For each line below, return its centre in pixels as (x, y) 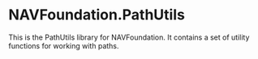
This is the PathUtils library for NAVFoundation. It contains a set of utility (129, 37)
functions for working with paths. (64, 45)
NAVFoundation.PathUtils (97, 15)
